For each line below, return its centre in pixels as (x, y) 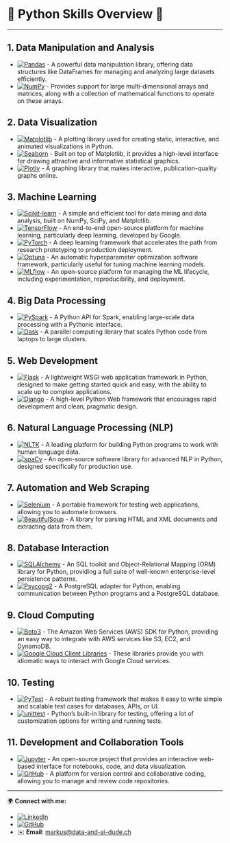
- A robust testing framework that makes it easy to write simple (133, 699)
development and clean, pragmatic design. (77, 406)
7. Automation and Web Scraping (78, 488)
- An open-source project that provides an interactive (123, 759)
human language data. (49, 452)
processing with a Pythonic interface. (70, 325)
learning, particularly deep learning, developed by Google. (99, 235)
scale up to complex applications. (64, 392)
